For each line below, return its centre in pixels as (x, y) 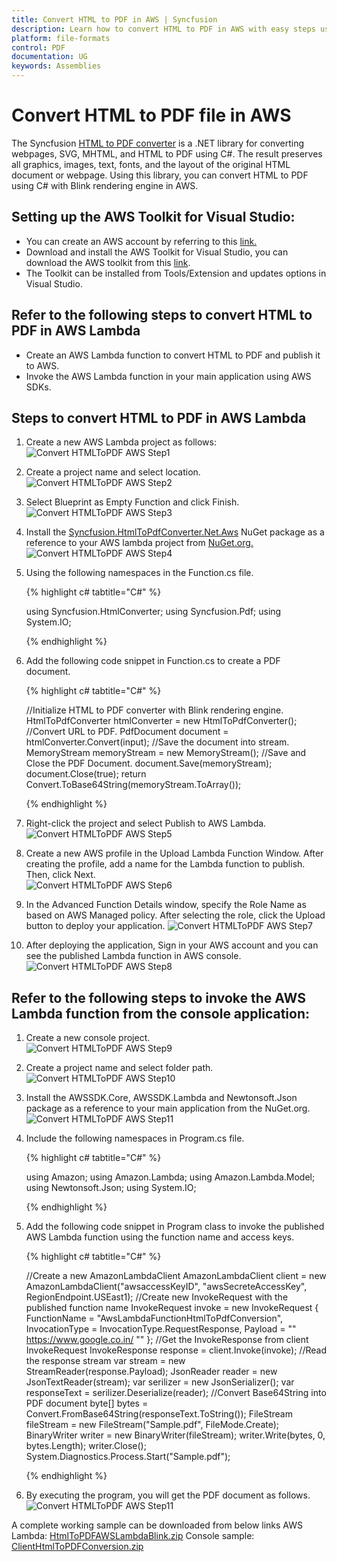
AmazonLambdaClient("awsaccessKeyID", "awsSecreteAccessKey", (166, 1287)
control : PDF (38, 47)
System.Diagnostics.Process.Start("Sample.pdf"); (128, 1457)
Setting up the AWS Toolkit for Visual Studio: (153, 217)
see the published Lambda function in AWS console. (133, 956)
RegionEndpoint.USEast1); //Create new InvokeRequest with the (157, 1297)
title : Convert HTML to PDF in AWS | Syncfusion (114, 19)
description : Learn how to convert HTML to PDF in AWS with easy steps (163, 29)
